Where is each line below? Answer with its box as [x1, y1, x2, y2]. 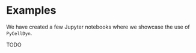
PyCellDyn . [6, 29, 32, 36]
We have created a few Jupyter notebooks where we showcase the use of [6, 23, 191, 30]
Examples [6, 4, 57, 17]
